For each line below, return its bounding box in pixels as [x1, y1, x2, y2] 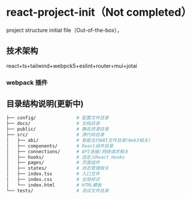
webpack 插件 [6, 78, 48, 87]
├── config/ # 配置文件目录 [6, 115, 109, 121]
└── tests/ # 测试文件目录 [6, 188, 109, 194]
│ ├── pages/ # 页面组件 [6, 160, 101, 166]
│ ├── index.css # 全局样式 [6, 177, 101, 183]
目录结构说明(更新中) [6, 99, 84, 109]
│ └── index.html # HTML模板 [6, 182, 102, 188]
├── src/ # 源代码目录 [6, 132, 104, 138]
